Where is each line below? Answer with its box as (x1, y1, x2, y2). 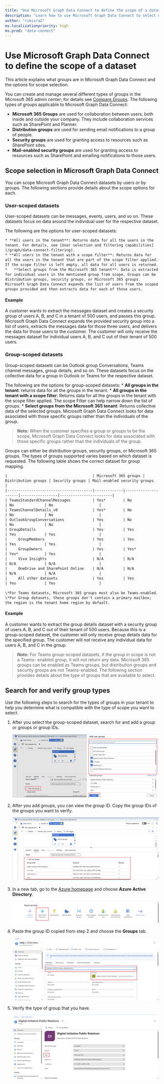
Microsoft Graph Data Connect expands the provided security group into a (5, 318, 155, 324)
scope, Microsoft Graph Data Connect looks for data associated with (17, 433, 155, 439)
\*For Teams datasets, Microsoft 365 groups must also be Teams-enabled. (5, 591, 159, 595)
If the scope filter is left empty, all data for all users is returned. (5, 263, 159, 267)
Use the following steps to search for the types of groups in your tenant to (5, 699, 154, 705)
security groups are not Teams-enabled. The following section (17, 667, 143, 673)
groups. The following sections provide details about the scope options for (5, 184, 155, 190)
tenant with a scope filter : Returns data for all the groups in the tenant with (5, 392, 156, 398)
